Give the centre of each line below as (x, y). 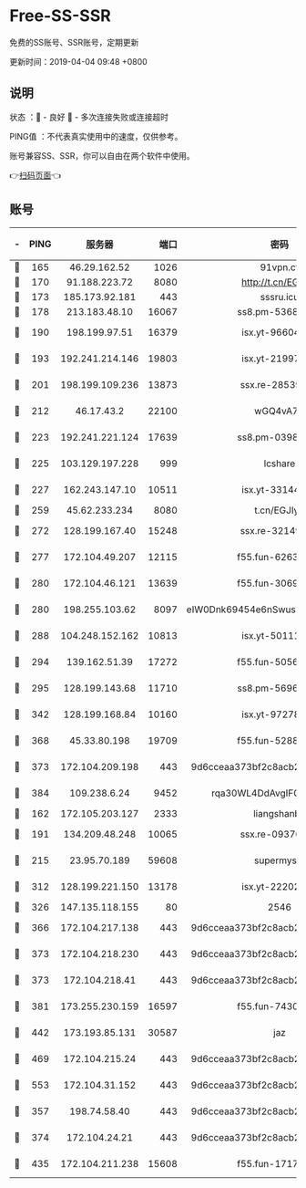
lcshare (280, 464)
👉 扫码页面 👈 (36, 175)
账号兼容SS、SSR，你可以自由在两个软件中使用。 (102, 155)
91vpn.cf (280, 267)
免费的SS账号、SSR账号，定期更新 (74, 42)
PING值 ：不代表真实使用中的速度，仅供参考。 (96, 136)
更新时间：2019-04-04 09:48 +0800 (78, 61)
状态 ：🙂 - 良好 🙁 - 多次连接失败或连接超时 (89, 117)
